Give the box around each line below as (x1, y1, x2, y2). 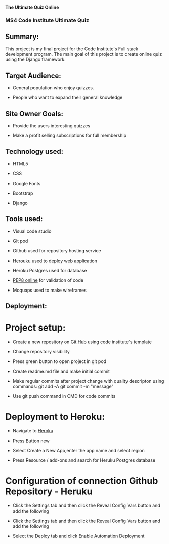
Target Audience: (5, 71, 62, 80)
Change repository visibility (12, 348, 70, 354)
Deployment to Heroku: (5, 411, 105, 423)
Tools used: (5, 214, 43, 223)
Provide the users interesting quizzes (12, 122, 90, 129)
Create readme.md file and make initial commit (12, 368, 110, 374)
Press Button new (12, 438, 50, 444)
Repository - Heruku (5, 486, 93, 497)
